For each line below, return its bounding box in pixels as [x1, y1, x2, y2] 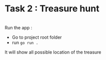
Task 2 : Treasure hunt [4, 3, 99, 14]
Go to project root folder [11, 34, 62, 40]
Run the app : [4, 24, 32, 30]
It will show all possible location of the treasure [4, 49, 101, 55]
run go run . [11, 39, 38, 45]
